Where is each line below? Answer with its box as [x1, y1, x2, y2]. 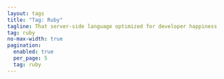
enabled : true [13, 49, 54, 56]
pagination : [7, 42, 41, 49]
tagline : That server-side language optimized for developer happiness [7, 23, 217, 30]
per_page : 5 [13, 55, 48, 62]
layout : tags [7, 10, 45, 17]
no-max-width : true [7, 36, 63, 43]
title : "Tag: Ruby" [7, 16, 63, 23]
